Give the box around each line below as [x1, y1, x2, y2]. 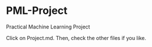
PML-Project [6, 4, 68, 17]
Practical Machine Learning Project [6, 23, 90, 30]
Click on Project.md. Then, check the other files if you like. [6, 34, 147, 41]
